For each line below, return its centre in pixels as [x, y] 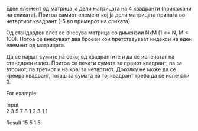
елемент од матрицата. [36, 45]
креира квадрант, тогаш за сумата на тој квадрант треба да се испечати [98, 76]
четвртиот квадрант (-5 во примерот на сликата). [69, 21]
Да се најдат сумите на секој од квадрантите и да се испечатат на [90, 57]
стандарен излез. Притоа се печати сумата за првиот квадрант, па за [94, 63]
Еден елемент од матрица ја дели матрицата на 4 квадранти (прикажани [99, 9]
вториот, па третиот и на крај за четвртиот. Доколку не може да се [91, 69]
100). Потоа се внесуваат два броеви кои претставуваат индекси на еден [99, 39]
